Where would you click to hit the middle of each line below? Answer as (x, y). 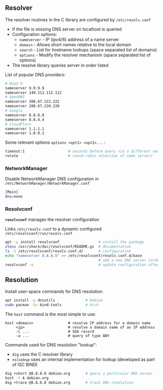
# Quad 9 (14, 84)
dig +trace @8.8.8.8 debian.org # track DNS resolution (69, 382)
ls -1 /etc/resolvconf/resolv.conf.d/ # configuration (68, 251)
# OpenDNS (15, 97)
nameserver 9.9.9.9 (25, 88)
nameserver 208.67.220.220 (32, 106)
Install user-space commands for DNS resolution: (54, 291)
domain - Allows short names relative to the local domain (75, 44)
